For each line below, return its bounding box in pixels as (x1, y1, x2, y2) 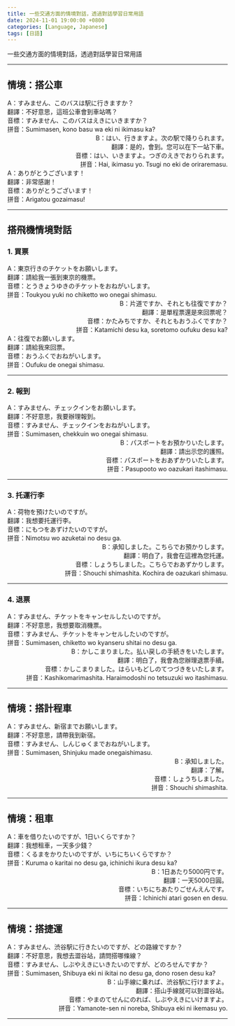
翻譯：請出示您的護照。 (160, 448, 228, 456)
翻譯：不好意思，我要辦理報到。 (7, 413, 99, 421)
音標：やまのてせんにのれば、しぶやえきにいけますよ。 (69, 995, 228, 1004)
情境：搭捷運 (7, 922, 63, 935)
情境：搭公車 (7, 78, 63, 91)
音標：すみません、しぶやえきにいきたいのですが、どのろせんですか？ (7, 960, 209, 969)
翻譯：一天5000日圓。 (163, 876, 228, 885)
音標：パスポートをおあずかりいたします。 (106, 456, 228, 464)
